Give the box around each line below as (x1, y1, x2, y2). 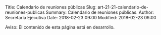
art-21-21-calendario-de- (97, 4, 149, 10)
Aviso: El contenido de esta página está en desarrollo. (5, 24, 115, 30)
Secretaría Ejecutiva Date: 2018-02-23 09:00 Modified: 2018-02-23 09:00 (5, 15, 157, 20)
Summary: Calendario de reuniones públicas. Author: (46, 9, 154, 15)
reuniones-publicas (5, 9, 45, 15)
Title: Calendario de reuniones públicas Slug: (5, 4, 97, 10)
